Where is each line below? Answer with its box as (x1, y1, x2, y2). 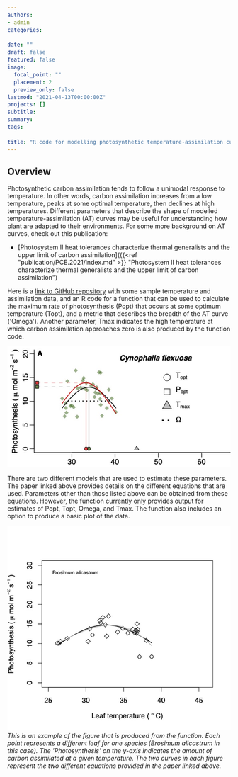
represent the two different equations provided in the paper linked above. (7, 761, 222, 770)
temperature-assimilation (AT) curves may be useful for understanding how (7, 215, 228, 223)
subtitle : (7, 108, 37, 116)
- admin (7, 18, 30, 26)
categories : (7, 26, 42, 33)
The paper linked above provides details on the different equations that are (7, 482, 225, 490)
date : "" (7, 41, 33, 49)
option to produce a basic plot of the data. (7, 512, 130, 521)
